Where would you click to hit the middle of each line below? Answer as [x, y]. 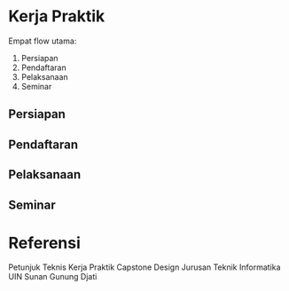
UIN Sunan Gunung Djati [53, 277]
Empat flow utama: [43, 41]
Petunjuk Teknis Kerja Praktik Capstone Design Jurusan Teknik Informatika [144, 267]
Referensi [45, 243]
